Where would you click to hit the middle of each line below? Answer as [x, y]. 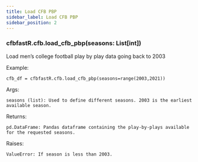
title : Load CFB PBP [32, 12]
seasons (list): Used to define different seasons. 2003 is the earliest [99, 100]
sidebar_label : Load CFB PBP [42, 17]
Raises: [15, 143]
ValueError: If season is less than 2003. [59, 154]
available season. [29, 105]
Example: [17, 67]
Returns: [17, 116]
